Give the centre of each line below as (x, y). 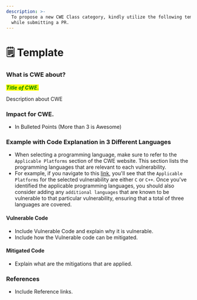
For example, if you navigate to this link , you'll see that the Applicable (98, 173)
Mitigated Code (26, 251)
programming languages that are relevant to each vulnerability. (90, 167)
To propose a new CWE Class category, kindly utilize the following (97, 17)
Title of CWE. (23, 87)
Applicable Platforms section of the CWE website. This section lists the (101, 161)
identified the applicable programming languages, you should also (94, 186)
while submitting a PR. (40, 22)
